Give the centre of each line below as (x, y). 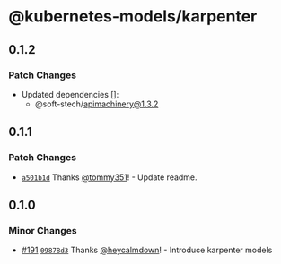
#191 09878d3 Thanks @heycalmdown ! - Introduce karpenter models (147, 250)
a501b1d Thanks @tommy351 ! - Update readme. (110, 177)
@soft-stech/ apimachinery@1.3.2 (97, 104)
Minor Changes (43, 230)
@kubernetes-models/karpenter (133, 17)
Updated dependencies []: (70, 94)
